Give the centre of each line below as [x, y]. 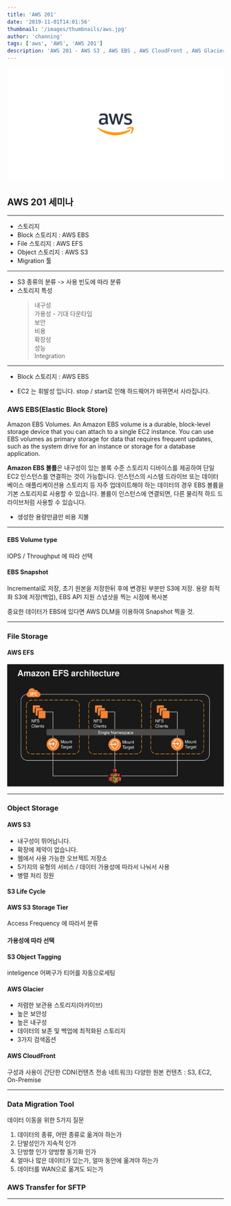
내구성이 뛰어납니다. [44, 841]
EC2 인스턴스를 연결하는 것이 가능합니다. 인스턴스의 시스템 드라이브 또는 [104, 477]
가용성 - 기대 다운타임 [63, 314]
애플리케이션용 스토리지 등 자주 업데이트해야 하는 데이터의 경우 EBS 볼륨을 [124, 485]
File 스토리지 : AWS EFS [50, 244]
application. [24, 454]
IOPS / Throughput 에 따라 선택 [50, 556]
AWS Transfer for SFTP [46, 1187]
